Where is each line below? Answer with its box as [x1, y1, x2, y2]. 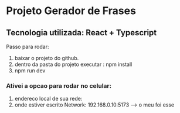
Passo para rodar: [6, 43, 49, 50]
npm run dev [14, 67, 46, 74]
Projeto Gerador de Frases [6, 4, 137, 18]
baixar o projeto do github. [14, 55, 79, 61]
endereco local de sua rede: [14, 95, 83, 102]
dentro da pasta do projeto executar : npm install [14, 61, 133, 68]
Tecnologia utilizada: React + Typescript [6, 28, 157, 38]
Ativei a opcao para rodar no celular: [6, 81, 112, 89]
